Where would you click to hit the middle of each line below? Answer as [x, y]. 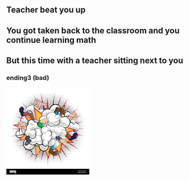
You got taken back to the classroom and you [93, 31]
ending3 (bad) [28, 78]
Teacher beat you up [46, 10]
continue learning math [51, 40]
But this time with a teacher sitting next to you [95, 61]
